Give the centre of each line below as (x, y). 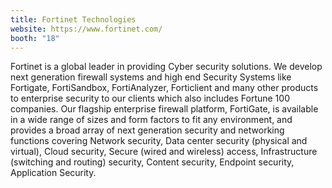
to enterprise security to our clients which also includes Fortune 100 (150, 98)
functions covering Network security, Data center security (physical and (159, 141)
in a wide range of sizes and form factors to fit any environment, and (151, 120)
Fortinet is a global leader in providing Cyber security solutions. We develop (166, 67)
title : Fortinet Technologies (73, 19)
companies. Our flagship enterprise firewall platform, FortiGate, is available (164, 109)
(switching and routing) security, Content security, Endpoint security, (152, 162)
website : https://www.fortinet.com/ (86, 29)
